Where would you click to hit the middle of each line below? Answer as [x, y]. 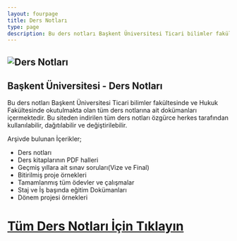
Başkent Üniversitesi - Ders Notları [85, 86]
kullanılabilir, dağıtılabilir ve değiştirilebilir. [67, 125]
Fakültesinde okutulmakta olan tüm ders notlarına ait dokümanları [102, 111]
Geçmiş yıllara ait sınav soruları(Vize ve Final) [83, 168]
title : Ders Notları [38, 20]
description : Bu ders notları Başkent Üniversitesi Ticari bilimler [110, 33]
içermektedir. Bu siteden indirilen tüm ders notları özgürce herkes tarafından [118, 118]
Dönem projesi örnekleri [53, 197]
